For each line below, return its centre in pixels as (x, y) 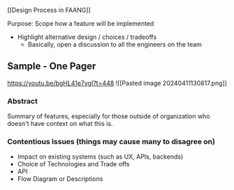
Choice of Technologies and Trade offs (73, 164)
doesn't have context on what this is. (60, 124)
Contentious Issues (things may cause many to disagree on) (111, 142)
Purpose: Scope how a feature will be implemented (81, 23)
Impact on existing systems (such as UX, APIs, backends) (100, 157)
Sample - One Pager (52, 66)
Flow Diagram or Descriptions (60, 179)
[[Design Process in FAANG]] (49, 10)
